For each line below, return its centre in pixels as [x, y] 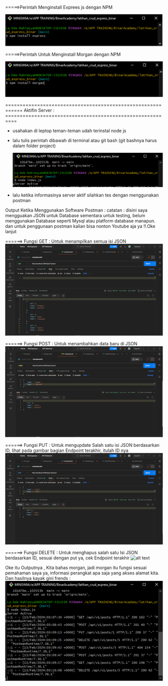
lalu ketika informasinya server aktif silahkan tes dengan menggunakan [85, 195]
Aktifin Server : [39, 110]
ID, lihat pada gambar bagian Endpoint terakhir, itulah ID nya [67, 451]
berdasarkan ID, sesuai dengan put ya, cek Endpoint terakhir [67, 558]
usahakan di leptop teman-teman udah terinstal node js [69, 131]
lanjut [11, 231]
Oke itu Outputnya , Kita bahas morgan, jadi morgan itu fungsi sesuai [76, 568]
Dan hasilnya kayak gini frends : [38, 578]
